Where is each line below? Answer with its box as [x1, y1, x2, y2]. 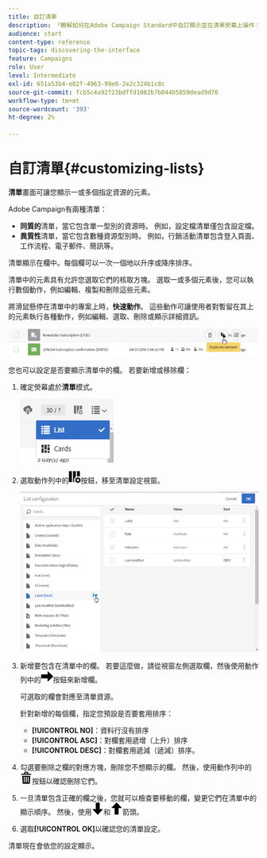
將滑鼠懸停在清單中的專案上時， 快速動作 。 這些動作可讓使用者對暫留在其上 [8, 301, 254, 311]
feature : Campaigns [8, 55, 73, 63]
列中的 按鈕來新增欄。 [19, 674, 102, 684]
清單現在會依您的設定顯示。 [8, 841, 99, 850]
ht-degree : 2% [8, 114, 56, 122]
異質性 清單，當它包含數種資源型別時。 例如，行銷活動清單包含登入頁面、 [19, 231, 259, 240]
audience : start [8, 29, 62, 37]
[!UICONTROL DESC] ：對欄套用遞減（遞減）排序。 [31, 745, 199, 755]
